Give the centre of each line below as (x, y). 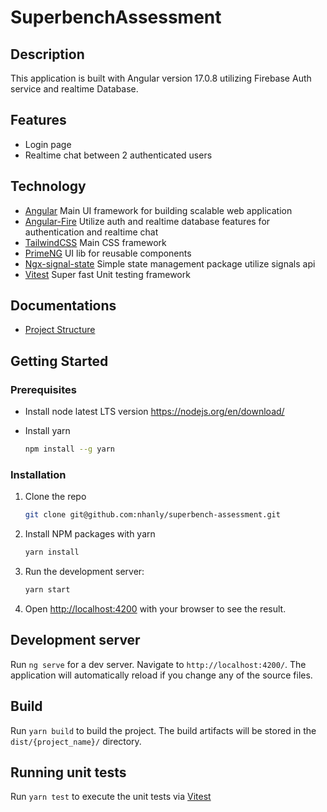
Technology (48, 186)
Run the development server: (84, 572)
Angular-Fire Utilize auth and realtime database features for (147, 221)
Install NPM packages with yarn (90, 534)
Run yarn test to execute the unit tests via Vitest (111, 797)
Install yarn (47, 431)
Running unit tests (68, 772)
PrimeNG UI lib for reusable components (108, 253)
